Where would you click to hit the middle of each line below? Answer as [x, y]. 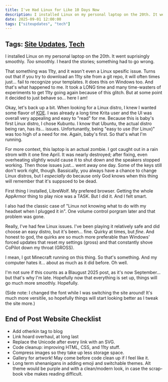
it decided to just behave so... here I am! [46, 98]
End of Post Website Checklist [53, 319]
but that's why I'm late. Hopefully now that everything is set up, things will [81, 278]
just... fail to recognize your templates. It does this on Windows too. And [79, 82]
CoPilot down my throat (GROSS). [40, 248]
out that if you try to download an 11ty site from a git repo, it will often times [82, 77]
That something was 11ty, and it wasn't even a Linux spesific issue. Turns [80, 71]
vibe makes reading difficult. [53, 373]
